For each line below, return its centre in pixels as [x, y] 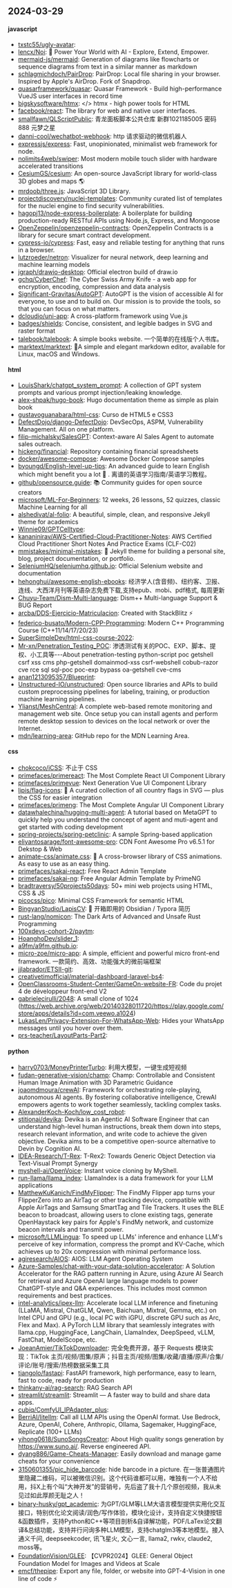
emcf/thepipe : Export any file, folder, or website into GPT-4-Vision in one [122, 1571]
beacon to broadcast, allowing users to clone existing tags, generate [115, 1215]
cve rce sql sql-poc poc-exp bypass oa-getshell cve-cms [99, 670]
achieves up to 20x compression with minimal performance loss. [110, 1252]
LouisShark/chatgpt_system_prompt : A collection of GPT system [109, 385]
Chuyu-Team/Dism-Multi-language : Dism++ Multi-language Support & [118, 598]
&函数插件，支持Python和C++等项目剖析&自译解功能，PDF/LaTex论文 [117, 1522]
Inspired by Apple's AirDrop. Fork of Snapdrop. [85, 81]
